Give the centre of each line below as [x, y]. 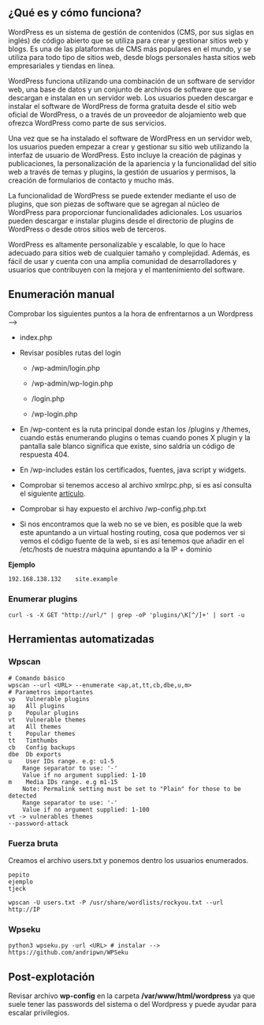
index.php [36, 337]
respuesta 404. [44, 454]
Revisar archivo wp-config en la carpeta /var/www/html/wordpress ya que [132, 996]
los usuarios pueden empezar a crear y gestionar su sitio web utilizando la [129, 146]
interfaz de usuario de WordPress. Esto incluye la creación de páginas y [125, 155]
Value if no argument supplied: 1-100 [86, 809]
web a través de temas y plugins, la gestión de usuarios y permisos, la [122, 171]
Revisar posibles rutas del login [70, 352]
